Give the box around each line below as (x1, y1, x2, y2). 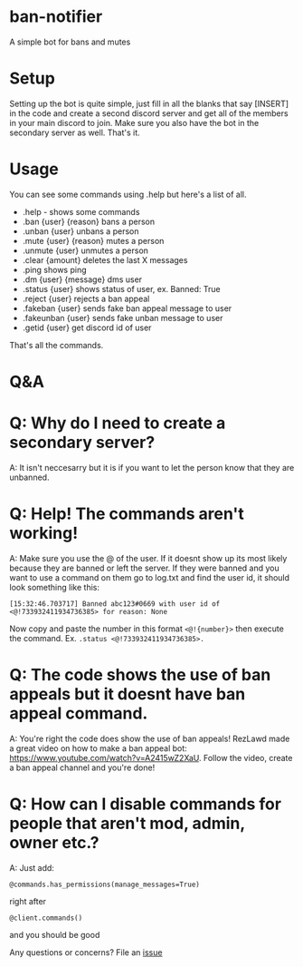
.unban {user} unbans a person (22, 225, 139, 237)
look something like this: (9, 581, 99, 592)
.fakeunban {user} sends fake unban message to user (22, 312, 223, 323)
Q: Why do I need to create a (9, 413, 226, 434)
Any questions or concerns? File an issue (9, 946, 163, 958)
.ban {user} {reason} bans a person (22, 216, 156, 227)
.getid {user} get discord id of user (22, 322, 152, 333)
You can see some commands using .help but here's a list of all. (9, 189, 247, 200)
